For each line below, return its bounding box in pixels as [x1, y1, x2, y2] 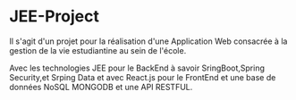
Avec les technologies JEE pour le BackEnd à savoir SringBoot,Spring [9, 62, 266, 73]
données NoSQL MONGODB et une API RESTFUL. [9, 81, 193, 92]
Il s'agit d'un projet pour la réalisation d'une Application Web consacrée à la [9, 36, 288, 46]
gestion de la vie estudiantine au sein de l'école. [9, 45, 187, 55]
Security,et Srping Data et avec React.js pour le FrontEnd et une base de [9, 71, 276, 82]
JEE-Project [9, 6, 100, 27]
